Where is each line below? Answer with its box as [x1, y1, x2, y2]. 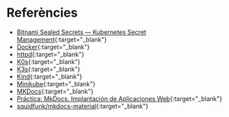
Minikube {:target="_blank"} [16, 79, 95, 88]
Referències [6, 5, 78, 21]
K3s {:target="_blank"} [16, 65, 81, 73]
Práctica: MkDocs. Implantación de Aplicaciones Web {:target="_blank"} [16, 94, 223, 102]
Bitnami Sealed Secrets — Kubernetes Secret [16, 28, 147, 36]
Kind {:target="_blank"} [16, 72, 83, 81]
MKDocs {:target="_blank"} [16, 87, 94, 95]
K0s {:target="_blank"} [16, 57, 81, 65]
